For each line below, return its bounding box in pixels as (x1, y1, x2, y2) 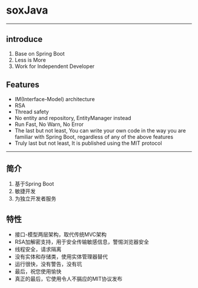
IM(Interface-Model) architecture (14, 95, 95, 102)
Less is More (14, 56, 46, 63)
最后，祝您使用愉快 (14, 268, 62, 275)
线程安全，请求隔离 (14, 246, 62, 253)
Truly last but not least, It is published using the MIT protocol (14, 140, 162, 147)
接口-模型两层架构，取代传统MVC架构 (14, 231, 107, 238)
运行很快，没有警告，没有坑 (14, 261, 82, 268)
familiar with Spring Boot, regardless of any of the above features (14, 133, 174, 140)
